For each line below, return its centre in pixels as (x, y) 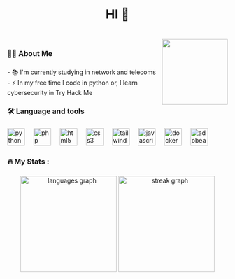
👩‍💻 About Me (30, 54)
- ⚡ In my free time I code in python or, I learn (73, 83)
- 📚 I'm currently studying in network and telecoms (81, 72)
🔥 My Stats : (28, 162)
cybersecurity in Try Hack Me (50, 92)
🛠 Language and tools (46, 111)
